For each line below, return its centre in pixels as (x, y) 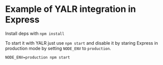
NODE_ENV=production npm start (38, 57)
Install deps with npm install (35, 33)
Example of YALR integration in (71, 9)
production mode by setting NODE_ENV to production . (58, 48)
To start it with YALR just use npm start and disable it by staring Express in (82, 43)
